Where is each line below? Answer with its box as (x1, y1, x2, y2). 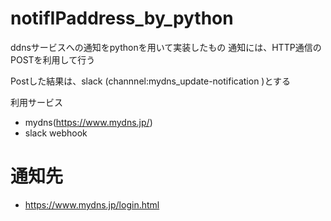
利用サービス (10, 96, 63, 108)
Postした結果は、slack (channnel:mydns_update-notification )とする (10, 75, 292, 87)
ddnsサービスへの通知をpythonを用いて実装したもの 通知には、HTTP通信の (10, 41, 322, 53)
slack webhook (24, 127, 88, 139)
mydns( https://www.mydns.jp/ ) (24, 116, 153, 128)
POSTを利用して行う (10, 53, 96, 66)
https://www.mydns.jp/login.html (24, 198, 160, 211)
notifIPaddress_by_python (10, 7, 234, 30)
